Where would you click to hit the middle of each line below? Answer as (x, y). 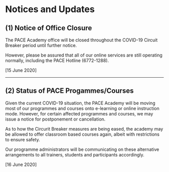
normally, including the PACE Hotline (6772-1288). (57, 61)
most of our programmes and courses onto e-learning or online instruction (82, 108)
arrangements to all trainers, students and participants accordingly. (75, 154)
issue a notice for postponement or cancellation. (55, 119)
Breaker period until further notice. (41, 45)
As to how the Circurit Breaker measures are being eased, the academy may (84, 129)
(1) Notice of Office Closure (49, 28)
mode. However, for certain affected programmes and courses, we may (79, 113)
